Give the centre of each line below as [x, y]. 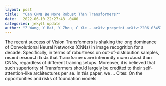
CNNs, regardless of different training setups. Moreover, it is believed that [80, 63]
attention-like [19, 73]
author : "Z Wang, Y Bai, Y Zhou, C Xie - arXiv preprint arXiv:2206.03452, [85, 28]
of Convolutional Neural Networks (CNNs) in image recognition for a [75, 47]
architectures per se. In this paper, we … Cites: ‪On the [88, 73]
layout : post [19, 10]
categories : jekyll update [33, 23]
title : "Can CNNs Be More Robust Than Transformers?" [63, 14]
